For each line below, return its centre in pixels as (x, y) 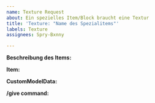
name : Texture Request (35, 12)
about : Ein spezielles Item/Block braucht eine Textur (78, 18)
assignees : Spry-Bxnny (35, 35)
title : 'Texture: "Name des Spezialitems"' (63, 23)
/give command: (28, 93)
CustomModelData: (32, 82)
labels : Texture (27, 29)
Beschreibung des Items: (39, 58)
